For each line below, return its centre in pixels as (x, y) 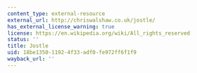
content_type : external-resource (56, 14)
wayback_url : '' (31, 59)
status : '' (23, 40)
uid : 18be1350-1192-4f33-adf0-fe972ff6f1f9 (72, 53)
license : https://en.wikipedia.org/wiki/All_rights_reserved (99, 33)
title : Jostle (28, 46)
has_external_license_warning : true (61, 26)
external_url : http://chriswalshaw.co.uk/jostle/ (82, 20)
